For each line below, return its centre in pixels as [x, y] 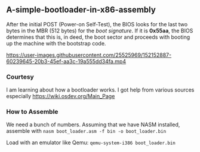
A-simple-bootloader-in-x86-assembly [81, 10]
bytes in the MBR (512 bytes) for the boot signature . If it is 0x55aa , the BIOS [100, 31]
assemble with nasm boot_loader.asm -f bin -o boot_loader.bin [86, 131]
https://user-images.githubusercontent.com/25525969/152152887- [89, 55]
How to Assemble [32, 112]
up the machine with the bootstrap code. [56, 43]
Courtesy [20, 77]
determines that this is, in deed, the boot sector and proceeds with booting [98, 37]
